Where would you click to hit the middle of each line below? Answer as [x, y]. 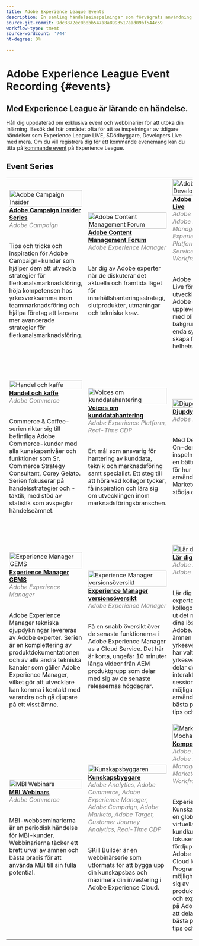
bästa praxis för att [35, 857]
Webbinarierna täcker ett [44, 843]
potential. [22, 872]
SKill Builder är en [113, 850]
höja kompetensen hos [41, 290]
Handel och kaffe [34, 393]
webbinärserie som [115, 857]
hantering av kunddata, [120, 458]
